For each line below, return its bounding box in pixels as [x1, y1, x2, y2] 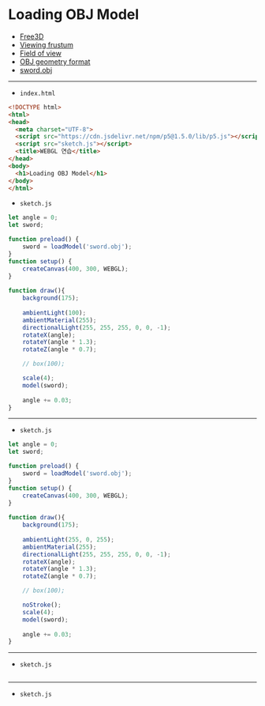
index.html [19, 89, 56, 97]
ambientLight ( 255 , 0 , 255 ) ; [22, 535, 114, 543]
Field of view [19, 48, 62, 58]
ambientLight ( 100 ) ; [22, 308, 87, 317]
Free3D [19, 32, 44, 41]
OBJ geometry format [19, 57, 91, 66]
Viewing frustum [19, 40, 73, 49]
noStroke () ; [22, 601, 62, 610]
